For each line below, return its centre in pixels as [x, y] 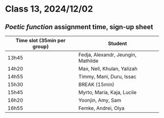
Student [118, 43]
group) [41, 46]
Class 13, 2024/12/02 [49, 9]
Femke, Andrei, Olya [101, 108]
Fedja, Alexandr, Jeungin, [107, 55]
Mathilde [88, 61]
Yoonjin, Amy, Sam [100, 100]
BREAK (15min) [96, 84]
